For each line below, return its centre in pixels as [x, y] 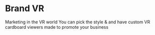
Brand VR [25, 9]
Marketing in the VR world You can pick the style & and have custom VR [78, 22]
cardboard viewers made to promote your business [57, 27]
